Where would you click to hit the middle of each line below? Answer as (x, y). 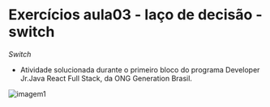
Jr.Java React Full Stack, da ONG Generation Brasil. (106, 78)
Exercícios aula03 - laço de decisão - (135, 15)
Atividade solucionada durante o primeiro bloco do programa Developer (140, 69)
